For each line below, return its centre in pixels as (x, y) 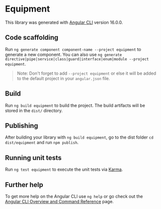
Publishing (22, 125)
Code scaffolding (32, 38)
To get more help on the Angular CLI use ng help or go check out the (74, 196)
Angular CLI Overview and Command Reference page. (59, 201)
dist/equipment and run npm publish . (42, 143)
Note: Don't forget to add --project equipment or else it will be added (87, 73)
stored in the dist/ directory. (34, 111)
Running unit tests (33, 158)
